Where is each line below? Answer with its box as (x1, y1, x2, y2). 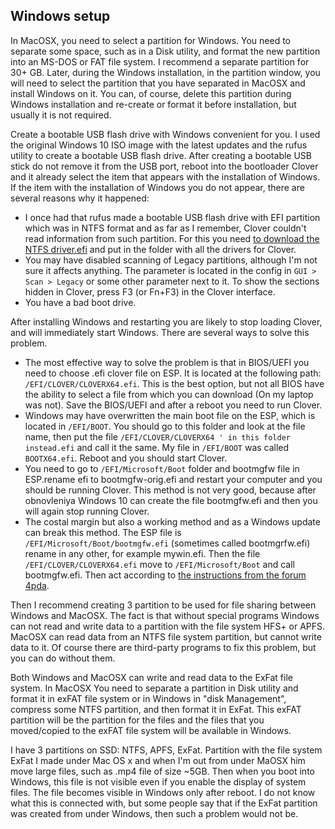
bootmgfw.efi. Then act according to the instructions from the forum (24, 569, 307, 581)
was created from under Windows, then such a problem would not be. (10, 807, 299, 819)
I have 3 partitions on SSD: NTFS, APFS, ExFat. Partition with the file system (10, 744, 323, 756)
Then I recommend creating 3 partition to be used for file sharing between (10, 599, 317, 611)
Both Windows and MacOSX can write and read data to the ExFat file (10, 671, 293, 683)
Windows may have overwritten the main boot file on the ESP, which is (24, 409, 316, 421)
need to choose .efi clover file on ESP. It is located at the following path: (24, 367, 322, 379)
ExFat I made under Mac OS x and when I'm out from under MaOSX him (10, 754, 306, 766)
